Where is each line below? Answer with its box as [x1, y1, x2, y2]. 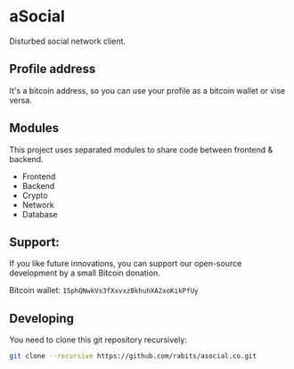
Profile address [9, 61, 96, 77]
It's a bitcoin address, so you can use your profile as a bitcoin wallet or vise [9, 85, 286, 95]
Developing [9, 310, 74, 326]
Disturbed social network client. [9, 36, 127, 46]
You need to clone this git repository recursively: [9, 334, 187, 345]
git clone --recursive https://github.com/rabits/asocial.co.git [9, 352, 257, 361]
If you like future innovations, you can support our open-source [9, 258, 242, 269]
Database [21, 209, 58, 219]
